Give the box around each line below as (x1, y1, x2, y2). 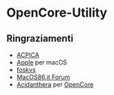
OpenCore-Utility (6, 5, 108, 21)
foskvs (16, 66, 36, 74)
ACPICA (16, 51, 39, 59)
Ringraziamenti (6, 33, 74, 44)
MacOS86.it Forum (16, 73, 70, 81)
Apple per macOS (16, 58, 67, 67)
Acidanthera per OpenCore (16, 80, 94, 88)
